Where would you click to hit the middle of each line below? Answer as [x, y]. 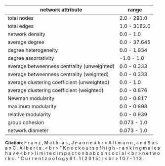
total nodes [21, 18]
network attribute [61, 10]
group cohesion [26, 122]
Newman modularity [31, 98]
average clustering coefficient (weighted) [56, 90]
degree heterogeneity [33, 50]
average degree [26, 42]
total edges [21, 26]
